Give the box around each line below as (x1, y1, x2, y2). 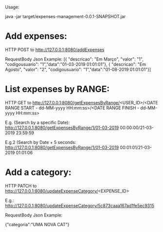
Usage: (5, 4, 19, 10)
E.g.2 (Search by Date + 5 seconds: (5, 139, 76, 145)
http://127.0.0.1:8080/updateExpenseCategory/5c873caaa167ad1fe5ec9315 (5, 202, 155, 209)
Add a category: (5, 167, 72, 178)
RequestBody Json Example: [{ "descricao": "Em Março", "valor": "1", (5, 56, 144, 62)
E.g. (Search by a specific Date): (5, 119, 70, 125)
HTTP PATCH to (5, 183, 37, 189)
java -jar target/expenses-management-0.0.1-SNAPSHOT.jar (5, 14, 126, 19)
